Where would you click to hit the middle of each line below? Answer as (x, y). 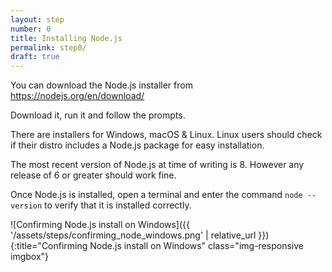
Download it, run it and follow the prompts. (98, 115)
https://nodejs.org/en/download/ (77, 96)
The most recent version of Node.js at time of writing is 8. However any (157, 165)
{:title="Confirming (49, 246)
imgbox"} (30, 257)
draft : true (35, 57)
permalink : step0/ (48, 47)
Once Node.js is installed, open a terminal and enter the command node (156, 195)
